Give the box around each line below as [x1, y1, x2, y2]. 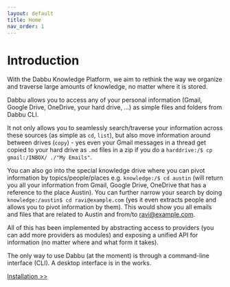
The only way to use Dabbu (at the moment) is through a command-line [7, 252, 209, 260]
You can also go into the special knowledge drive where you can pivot [7, 167, 205, 175]
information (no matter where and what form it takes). [7, 238, 159, 246]
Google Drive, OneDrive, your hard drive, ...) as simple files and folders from [7, 103, 222, 111]
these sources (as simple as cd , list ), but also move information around [7, 131, 211, 140]
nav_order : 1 [7, 23, 45, 30]
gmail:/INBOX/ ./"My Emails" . [7, 153, 93, 162]
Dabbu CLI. [7, 111, 39, 119]
